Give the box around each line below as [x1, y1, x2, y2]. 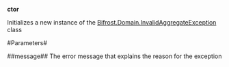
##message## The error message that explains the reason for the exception [7, 52, 222, 60]
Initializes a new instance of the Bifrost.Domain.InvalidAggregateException [7, 18, 217, 26]
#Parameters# [7, 39, 48, 46]
